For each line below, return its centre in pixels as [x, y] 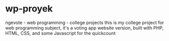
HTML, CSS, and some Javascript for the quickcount [60, 33]
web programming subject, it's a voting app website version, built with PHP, [84, 27]
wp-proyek [29, 9]
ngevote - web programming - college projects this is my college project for [85, 22]
